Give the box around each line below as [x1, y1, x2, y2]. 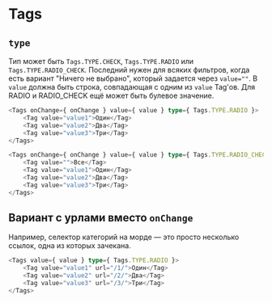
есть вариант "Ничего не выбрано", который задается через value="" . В [8, 74, 257, 83]
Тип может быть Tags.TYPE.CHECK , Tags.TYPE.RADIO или [8, 57, 194, 65]
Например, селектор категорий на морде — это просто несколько [8, 232, 240, 242]
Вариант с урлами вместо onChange [8, 211, 193, 225]
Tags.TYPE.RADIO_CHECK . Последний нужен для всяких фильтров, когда [8, 65, 250, 74]
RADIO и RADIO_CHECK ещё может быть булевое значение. [8, 90, 215, 100]
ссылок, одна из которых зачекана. [8, 241, 131, 250]
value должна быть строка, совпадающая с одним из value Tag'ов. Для [8, 82, 256, 91]
